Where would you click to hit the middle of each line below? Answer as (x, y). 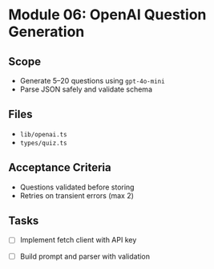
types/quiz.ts (43, 143)
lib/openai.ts (43, 134)
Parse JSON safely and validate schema (86, 89)
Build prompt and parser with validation (85, 256)
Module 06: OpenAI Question (107, 15)
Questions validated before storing (77, 187)
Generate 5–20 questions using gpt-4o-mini (93, 81)
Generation (46, 32)
